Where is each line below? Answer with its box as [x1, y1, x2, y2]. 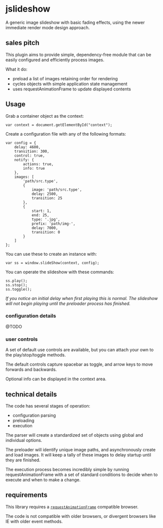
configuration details [5, 313, 56, 319]
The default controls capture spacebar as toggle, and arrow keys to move [5, 361, 153, 368]
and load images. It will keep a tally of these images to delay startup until [5, 452, 151, 458]
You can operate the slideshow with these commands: [5, 269, 114, 275]
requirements [5, 491, 48, 499]
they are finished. [5, 457, 41, 463]
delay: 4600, [14, 144, 41, 149]
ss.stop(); [5, 282, 28, 287]
